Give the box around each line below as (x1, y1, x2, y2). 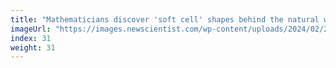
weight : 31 (10, 42, 56, 53)
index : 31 (10, 33, 52, 43)
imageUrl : (10, 24, 52, 34)
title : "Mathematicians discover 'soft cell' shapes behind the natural (10, 14, 320, 25)
